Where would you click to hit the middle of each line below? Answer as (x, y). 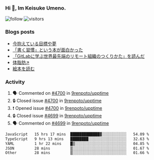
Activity (15, 82)
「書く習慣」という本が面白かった (48, 50)
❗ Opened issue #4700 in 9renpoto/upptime (57, 108)
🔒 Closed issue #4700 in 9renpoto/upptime (57, 100)
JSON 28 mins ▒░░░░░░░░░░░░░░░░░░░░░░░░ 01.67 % (77, 148)
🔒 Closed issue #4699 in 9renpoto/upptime (57, 115)
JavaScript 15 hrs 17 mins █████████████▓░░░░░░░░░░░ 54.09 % (77, 134)
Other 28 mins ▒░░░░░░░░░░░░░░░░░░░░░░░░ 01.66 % (77, 153)
